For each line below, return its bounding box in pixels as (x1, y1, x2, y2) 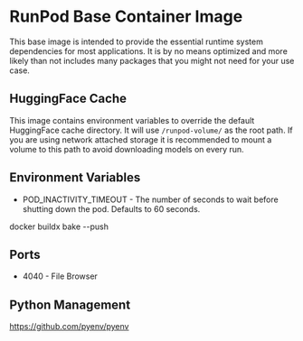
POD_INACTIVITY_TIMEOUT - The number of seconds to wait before (22, 194, 279, 205)
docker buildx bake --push (9, 221, 109, 232)
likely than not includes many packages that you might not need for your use (9, 55, 295, 66)
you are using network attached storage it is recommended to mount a (9, 134, 272, 145)
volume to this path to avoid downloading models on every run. (9, 143, 244, 154)
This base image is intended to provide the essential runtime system (9, 36, 264, 47)
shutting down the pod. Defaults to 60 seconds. (22, 203, 201, 214)
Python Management (9, 297, 131, 312)
